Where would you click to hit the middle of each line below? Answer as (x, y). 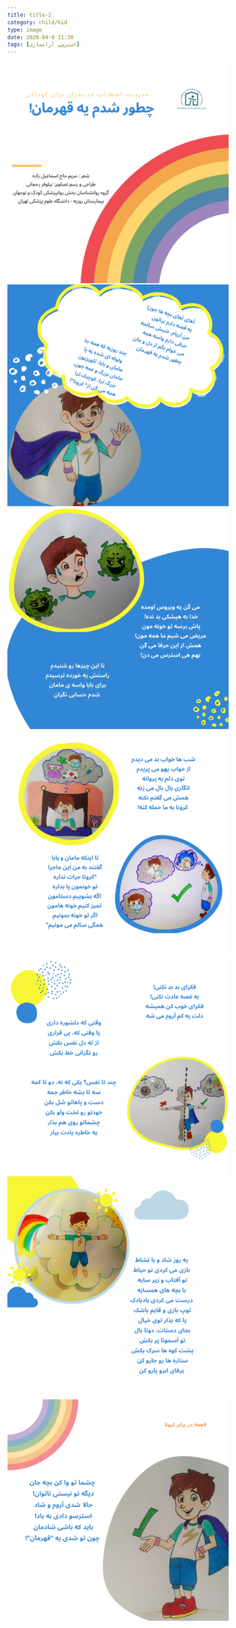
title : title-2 (29, 15)
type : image (25, 30)
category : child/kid (38, 22)
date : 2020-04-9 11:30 (40, 37)
